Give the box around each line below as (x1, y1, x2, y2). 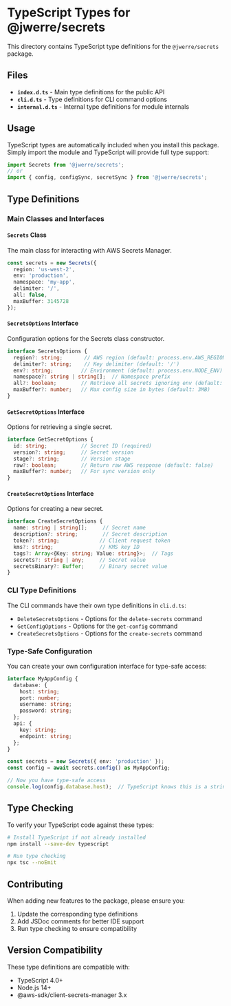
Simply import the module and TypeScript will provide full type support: (7, 148, 210, 156)
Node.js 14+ (16, 983, 52, 992)
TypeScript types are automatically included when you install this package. (7, 140, 219, 149)
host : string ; (19, 688, 60, 695)
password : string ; (19, 707, 72, 714)
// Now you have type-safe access (7, 777, 107, 784)
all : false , (13, 291, 48, 299)
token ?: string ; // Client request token (13, 537, 170, 545)
